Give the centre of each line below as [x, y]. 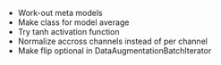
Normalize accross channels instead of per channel [113, 41]
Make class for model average [73, 22]
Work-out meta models [60, 13]
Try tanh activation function [68, 32]
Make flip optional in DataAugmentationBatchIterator [115, 51]
